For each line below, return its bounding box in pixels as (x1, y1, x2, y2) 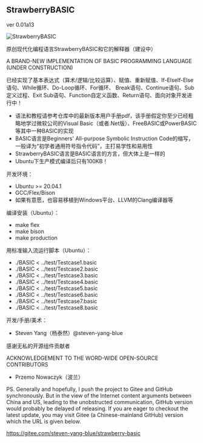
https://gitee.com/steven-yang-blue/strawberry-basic (6, 429, 141, 436)
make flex (15, 221, 40, 228)
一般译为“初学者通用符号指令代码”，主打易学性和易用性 (15, 142, 153, 149)
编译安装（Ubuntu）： (6, 209, 59, 216)
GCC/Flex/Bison (15, 189, 56, 196)
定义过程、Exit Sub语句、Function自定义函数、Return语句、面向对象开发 (6, 91, 187, 99)
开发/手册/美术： (6, 316, 48, 323)
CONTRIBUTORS (6, 360, 48, 368)
